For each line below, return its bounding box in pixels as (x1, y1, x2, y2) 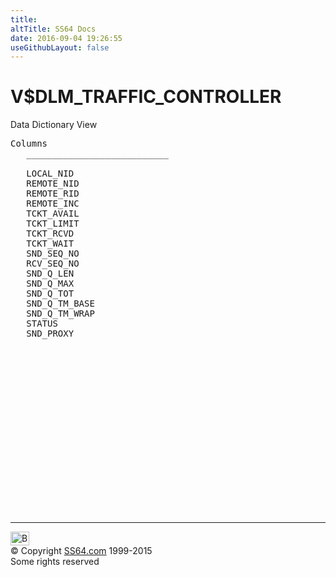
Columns (10, 138, 48, 150)
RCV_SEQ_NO (26, 258, 80, 270)
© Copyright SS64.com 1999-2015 (10, 545, 153, 557)
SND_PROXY (26, 328, 75, 340)
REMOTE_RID (26, 188, 80, 200)
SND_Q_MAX (26, 278, 75, 290)
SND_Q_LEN (26, 268, 75, 280)
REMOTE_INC (26, 198, 80, 210)
